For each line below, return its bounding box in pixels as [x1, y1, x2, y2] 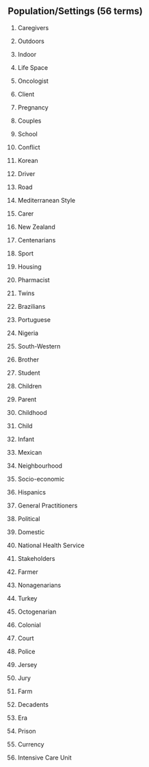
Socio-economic [17, 475, 65, 483]
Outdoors [17, 37, 45, 45]
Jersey [17, 660, 38, 668]
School [17, 129, 38, 138]
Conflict [17, 143, 40, 151]
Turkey [17, 594, 38, 602]
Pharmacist [17, 275, 50, 284]
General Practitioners [17, 501, 78, 510]
